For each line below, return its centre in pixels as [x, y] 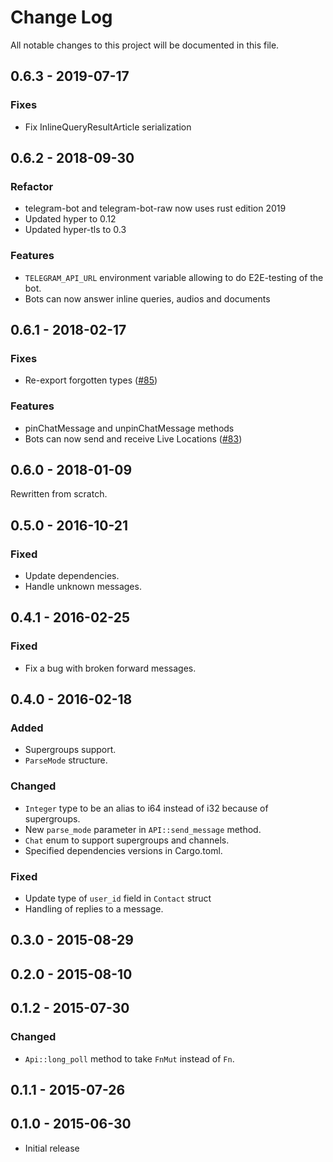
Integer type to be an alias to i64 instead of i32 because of [146, 808]
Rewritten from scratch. [59, 494]
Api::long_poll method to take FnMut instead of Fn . [129, 1058]
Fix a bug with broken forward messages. [110, 668]
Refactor [32, 186]
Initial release [52, 1148]
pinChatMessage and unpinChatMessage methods [129, 428]
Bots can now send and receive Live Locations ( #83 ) [133, 438]
